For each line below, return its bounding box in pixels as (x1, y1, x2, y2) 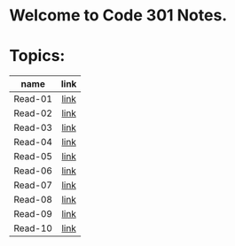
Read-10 (13, 222, 53, 234)
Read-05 (13, 150, 53, 163)
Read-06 (13, 165, 53, 177)
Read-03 (13, 121, 53, 134)
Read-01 (13, 93, 53, 105)
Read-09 (13, 208, 53, 220)
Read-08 (13, 194, 53, 206)
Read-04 (13, 136, 53, 149)
